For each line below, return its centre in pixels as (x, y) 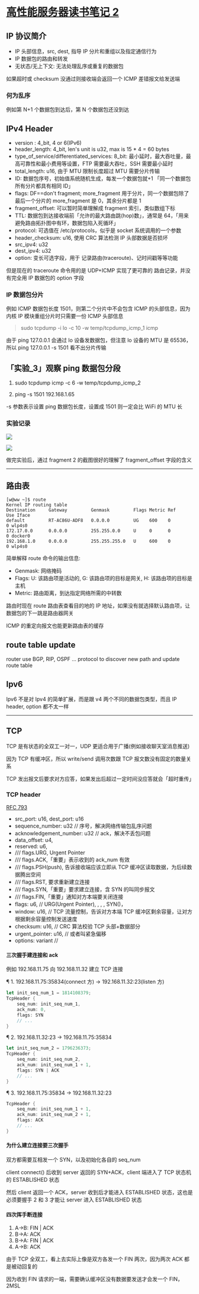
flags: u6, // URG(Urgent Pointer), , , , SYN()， (70, 904)
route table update (41, 645)
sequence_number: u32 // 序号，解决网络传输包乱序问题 (83, 826)
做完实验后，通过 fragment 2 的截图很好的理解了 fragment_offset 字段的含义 (99, 460)
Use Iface (18, 516)
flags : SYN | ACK (38, 1070)
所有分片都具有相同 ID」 (44, 186)
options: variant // (36, 940)
